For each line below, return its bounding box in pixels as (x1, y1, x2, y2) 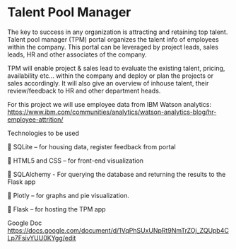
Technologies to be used (7, 129, 80, 137)
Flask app (7, 178, 36, 186)
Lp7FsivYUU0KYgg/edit (7, 233, 76, 242)
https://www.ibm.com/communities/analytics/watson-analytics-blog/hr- (7, 108, 217, 116)
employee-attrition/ (7, 115, 64, 124)
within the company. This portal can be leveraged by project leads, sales (7, 42, 219, 51)
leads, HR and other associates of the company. (7, 50, 147, 59)
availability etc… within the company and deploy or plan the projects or (7, 71, 214, 80)
